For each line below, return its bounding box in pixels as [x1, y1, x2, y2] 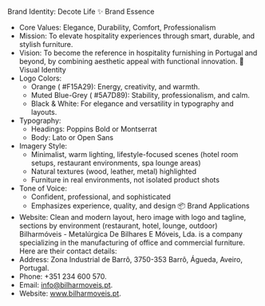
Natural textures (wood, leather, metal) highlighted [30, 167, 197, 176]
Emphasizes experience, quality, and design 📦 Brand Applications [30, 201, 250, 210]
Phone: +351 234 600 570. [18, 272, 107, 281]
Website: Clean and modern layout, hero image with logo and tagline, [18, 213, 247, 222]
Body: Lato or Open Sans [30, 133, 113, 142]
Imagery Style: [18, 141, 68, 151]
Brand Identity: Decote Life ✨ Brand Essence [7, 7, 155, 16]
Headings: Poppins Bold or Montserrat [30, 124, 157, 134]
